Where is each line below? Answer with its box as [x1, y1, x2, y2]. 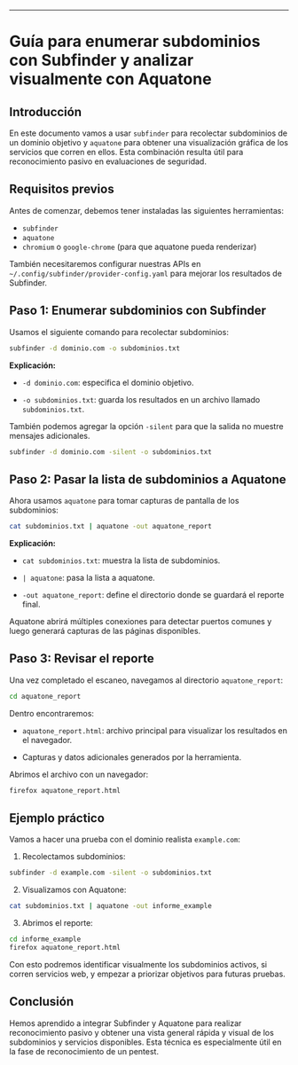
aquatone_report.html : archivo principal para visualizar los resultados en [21, 724, 288, 736]
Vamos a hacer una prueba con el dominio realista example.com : [9, 834, 241, 845]
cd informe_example [9, 935, 82, 944]
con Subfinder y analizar [9, 51, 194, 71]
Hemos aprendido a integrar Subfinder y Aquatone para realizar [9, 1017, 242, 1029]
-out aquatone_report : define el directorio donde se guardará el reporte [21, 590, 285, 600]
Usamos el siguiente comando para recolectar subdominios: [9, 326, 229, 337]
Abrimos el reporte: [21, 918, 93, 928]
